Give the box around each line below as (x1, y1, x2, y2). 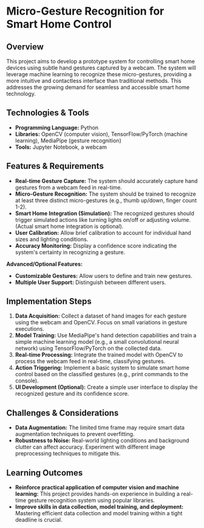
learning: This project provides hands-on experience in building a (15, 490, 180, 498)
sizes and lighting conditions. (15, 235, 89, 243)
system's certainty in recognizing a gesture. (15, 248, 126, 255)
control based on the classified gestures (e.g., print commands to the (15, 371, 188, 378)
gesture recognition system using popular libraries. (27, 497, 155, 504)
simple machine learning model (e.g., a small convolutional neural (15, 338, 179, 346)
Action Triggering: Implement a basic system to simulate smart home (15, 364, 189, 371)
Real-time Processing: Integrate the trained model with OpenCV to (15, 351, 183, 359)
